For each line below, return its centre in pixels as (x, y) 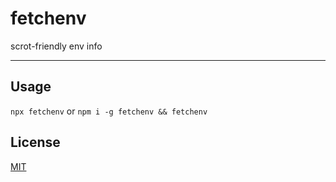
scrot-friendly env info (56, 46)
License (35, 142)
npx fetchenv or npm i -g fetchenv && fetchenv (109, 111)
